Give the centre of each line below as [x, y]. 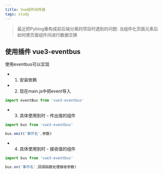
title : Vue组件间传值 [25, 10]
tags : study [17, 14]
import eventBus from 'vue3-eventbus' [45, 101]
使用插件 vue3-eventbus [43, 52]
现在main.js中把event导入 [45, 91]
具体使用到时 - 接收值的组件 [47, 149]
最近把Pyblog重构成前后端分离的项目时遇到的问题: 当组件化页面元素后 [87, 29]
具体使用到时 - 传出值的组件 [47, 116]
